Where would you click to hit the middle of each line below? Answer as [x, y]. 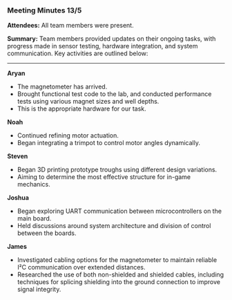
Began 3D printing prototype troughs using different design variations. [117, 170]
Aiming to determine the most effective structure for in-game [104, 177]
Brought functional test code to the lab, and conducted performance [114, 94]
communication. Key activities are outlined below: [78, 53]
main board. [34, 218]
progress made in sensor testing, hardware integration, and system [103, 46]
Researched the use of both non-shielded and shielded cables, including [120, 274]
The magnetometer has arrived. [62, 87]
